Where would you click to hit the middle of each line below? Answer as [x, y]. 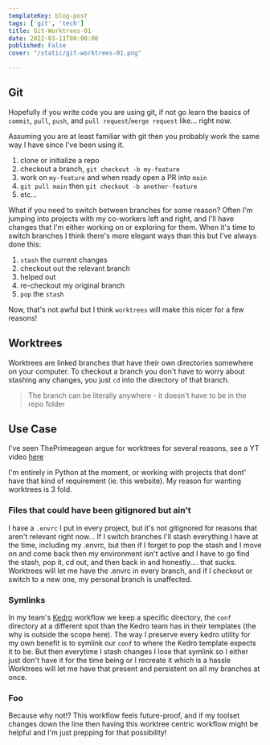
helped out [38, 276]
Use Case [33, 430]
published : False [37, 46]
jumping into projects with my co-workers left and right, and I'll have [121, 219]
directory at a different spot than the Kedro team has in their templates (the [132, 626]
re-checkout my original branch [72, 285]
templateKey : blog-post [48, 16]
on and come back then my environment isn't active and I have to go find [129, 553]
